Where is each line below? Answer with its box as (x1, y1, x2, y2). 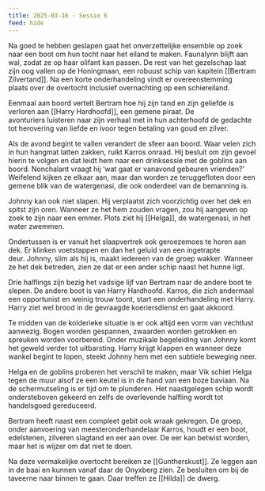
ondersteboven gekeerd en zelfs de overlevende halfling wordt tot (8, 392, 224, 402)
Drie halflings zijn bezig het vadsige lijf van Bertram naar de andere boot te (8, 277, 252, 287)
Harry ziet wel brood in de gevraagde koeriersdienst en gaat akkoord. (8, 303, 235, 312)
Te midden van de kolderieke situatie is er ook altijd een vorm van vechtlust (8, 318, 254, 327)
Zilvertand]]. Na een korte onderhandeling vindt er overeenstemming (8, 74, 233, 84)
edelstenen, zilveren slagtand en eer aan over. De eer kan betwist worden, (8, 432, 251, 442)
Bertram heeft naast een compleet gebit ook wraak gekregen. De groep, (8, 416, 243, 425)
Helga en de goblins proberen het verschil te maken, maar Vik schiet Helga (8, 367, 252, 376)
